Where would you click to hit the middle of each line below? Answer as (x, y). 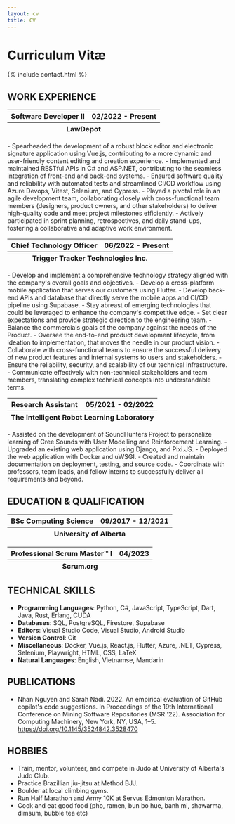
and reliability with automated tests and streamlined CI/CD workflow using (114, 184)
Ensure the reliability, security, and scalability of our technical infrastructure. (117, 365)
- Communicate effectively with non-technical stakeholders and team (107, 373)
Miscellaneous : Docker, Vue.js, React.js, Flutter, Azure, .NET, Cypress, (120, 645)
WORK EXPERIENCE (52, 97)
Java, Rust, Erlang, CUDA (54, 615)
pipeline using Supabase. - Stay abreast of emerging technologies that (109, 305)
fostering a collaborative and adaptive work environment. (90, 228)
